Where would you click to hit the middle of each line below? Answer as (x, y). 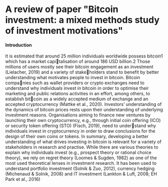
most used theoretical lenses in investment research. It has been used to (81, 163)
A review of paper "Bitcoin (62, 9)
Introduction (18, 45)
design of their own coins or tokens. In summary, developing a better (77, 137)
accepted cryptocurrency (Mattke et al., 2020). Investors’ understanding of (83, 104)
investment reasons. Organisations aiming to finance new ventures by (78, 115)
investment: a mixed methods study (82, 20)
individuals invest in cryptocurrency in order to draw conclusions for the (80, 131)
